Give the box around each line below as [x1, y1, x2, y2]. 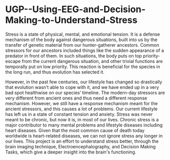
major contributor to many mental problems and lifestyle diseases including [5, 122, 163, 128]
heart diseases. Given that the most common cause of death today [5, 127, 145, 133]
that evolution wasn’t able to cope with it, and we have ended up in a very [5, 84, 159, 90]
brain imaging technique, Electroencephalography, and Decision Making [5, 143, 156, 149]
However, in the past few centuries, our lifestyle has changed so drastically [5, 79, 162, 85]
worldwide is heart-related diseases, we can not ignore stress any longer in [5, 133, 163, 139]
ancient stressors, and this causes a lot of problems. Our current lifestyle [5, 106, 158, 112]
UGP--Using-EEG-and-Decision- [5, 4, 146, 15]
